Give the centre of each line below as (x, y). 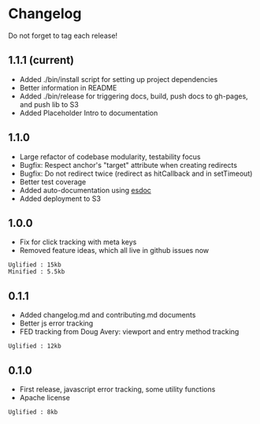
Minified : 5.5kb (37, 272)
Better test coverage (53, 181)
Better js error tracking (56, 323)
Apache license (45, 398)
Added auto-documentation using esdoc (85, 190)
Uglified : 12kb (35, 346)
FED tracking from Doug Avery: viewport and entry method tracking (129, 332)
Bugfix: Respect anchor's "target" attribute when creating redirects (128, 165)
